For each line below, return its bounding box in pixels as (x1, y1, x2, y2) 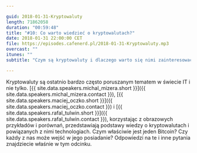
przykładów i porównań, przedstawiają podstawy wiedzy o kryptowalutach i (6, 121, 189, 128)
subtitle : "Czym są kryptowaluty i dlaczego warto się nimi (6, 57, 157, 63)
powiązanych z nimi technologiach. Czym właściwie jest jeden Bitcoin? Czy (6, 128, 188, 135)
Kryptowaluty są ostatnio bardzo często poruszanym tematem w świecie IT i (6, 78, 191, 85)
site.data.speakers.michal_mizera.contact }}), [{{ (6, 91, 124, 98)
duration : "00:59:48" (6, 25, 59, 30)
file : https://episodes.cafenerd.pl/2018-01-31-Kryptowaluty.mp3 (6, 41, 169, 47)
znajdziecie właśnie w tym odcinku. (6, 140, 92, 147)
